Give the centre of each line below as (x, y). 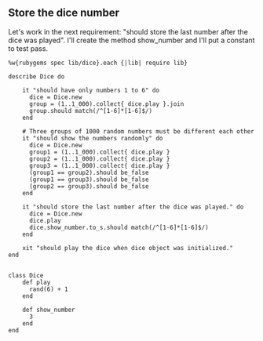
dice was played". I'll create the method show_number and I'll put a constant (131, 40)
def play (37, 282)
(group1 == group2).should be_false (89, 172)
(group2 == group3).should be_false (89, 186)
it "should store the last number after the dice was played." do (133, 207)
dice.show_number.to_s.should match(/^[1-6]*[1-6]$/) (119, 227)
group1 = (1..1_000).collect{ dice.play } (99, 152)
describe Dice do (37, 76)
